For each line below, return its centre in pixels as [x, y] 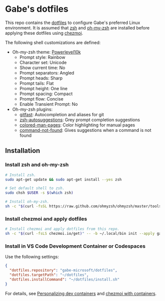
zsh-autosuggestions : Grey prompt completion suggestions [80, 120]
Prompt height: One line [43, 88]
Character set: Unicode [43, 62]
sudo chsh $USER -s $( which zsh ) [39, 193]
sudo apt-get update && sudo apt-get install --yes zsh [63, 179]
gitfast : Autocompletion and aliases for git [62, 114]
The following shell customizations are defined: [53, 42]
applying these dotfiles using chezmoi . [44, 33]
